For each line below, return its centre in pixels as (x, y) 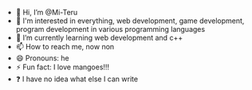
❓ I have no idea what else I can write (77, 79)
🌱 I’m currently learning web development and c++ (99, 37)
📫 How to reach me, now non (65, 47)
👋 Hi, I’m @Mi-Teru (47, 12)
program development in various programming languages (110, 29)
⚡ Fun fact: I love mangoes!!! (63, 67)
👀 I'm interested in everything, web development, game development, (130, 21)
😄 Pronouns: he (42, 58)
